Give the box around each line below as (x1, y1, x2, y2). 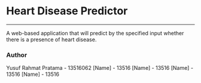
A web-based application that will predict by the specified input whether (6, 29, 184, 36)
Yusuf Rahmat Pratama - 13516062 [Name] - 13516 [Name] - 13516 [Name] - (6, 64, 193, 72)
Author (6, 51, 28, 59)
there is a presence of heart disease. (6, 36, 97, 43)
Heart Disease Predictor (6, 4, 128, 18)
